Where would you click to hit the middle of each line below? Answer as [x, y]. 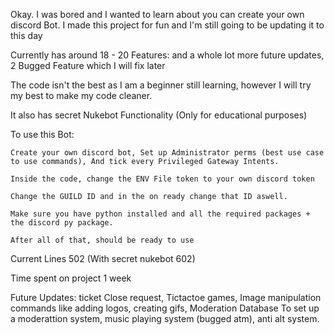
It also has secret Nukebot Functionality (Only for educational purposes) [159, 115]
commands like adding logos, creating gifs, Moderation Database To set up [165, 308]
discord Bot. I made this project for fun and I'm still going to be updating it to [167, 25]
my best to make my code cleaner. [81, 95]
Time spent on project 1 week [71, 278]
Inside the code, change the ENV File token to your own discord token [162, 179]
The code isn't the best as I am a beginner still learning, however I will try [161, 85]
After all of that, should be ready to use [102, 240]
